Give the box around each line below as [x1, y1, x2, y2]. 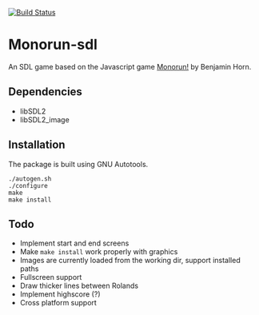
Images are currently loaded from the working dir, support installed [19, 256, 241, 265]
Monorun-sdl [8, 36, 98, 54]
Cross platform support [19, 298, 98, 308]
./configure [8, 181, 48, 189]
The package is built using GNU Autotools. [8, 159, 149, 169]
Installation [8, 138, 66, 152]
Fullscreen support [19, 273, 82, 282]
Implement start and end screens [19, 238, 129, 248]
